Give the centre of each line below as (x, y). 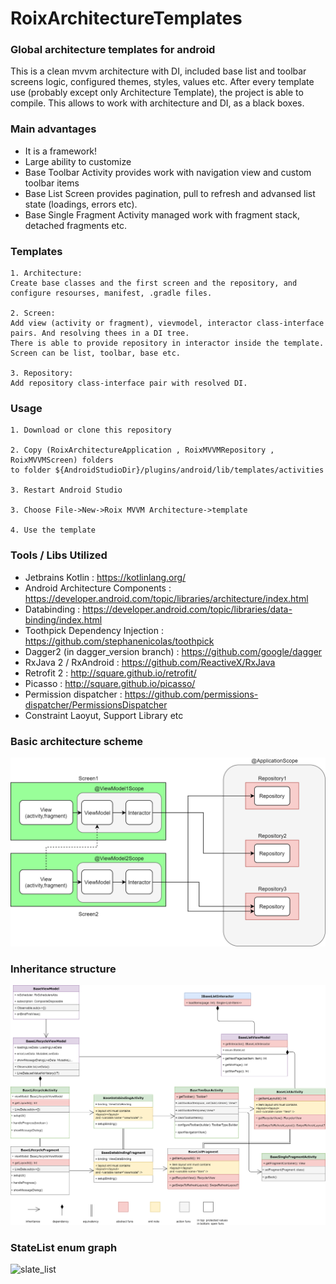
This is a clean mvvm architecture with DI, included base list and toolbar (158, 71)
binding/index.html (63, 619)
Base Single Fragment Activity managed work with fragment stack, (162, 214)
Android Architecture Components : (98, 588)
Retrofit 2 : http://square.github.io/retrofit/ (110, 673)
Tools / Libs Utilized (59, 555)
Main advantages (53, 129)
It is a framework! (61, 151)
